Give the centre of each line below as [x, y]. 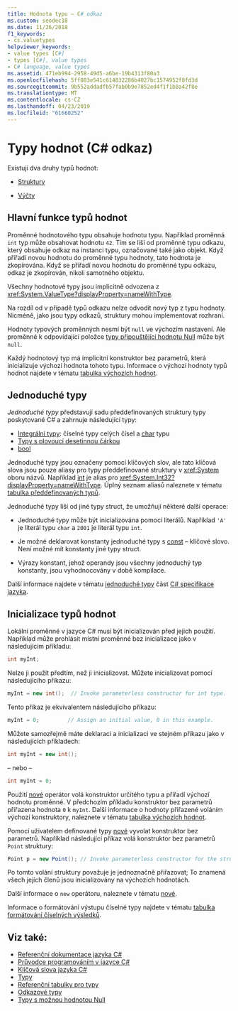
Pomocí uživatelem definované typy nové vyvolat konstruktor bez [103, 831]
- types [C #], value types [47, 60]
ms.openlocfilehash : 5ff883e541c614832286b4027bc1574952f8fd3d [103, 80]
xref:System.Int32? [147, 477]
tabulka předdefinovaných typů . [54, 493]
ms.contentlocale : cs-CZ [44, 100]
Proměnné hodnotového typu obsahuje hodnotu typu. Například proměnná [116, 234]
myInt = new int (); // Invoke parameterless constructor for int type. [117, 693]
